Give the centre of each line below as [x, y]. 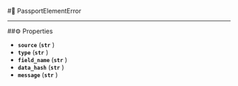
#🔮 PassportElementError [44, 11]
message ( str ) [38, 75]
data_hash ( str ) [41, 67]
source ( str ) [36, 45]
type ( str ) [33, 52]
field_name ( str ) [42, 60]
